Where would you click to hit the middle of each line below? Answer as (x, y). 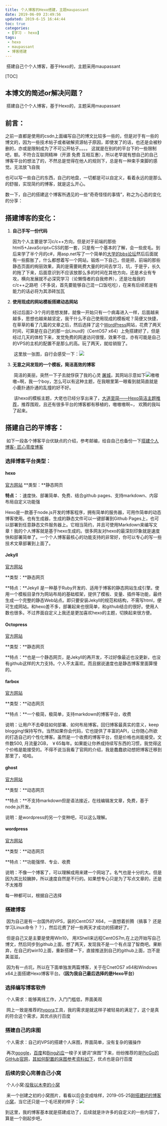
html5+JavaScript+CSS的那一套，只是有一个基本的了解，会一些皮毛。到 (86, 247)
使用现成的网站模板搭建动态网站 (45, 302)
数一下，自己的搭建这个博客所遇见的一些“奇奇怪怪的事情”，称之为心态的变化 (83, 195)
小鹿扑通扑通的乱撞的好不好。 (43, 387)
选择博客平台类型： (28, 461)
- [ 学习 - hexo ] (23, 33)
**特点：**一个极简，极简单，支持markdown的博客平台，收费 (68, 714)
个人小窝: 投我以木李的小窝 (33, 1085)
